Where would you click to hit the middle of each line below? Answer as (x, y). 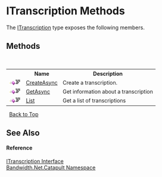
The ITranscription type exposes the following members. (75, 27)
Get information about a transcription (108, 91)
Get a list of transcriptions (94, 100)
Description (108, 74)
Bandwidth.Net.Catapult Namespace (51, 167)
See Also (23, 133)
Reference (19, 148)
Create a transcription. (90, 82)
